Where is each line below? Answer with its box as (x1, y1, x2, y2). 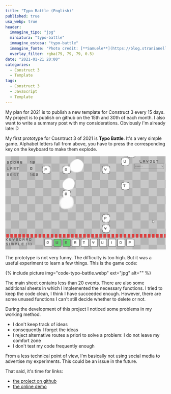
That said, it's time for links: (5, 368, 64, 374)
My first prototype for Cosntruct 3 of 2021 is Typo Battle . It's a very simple (5, 135, 162, 141)
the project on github (12, 378, 57, 384)
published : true (5, 13, 40, 19)
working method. (5, 311, 41, 317)
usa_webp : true (5, 19, 38, 24)
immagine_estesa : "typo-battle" (10, 41, 79, 46)
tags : (5, 78, 17, 84)
